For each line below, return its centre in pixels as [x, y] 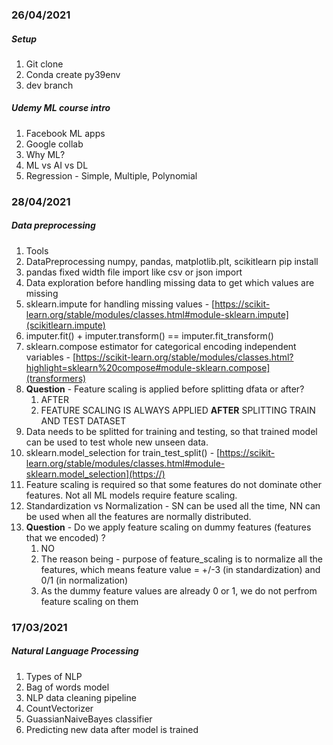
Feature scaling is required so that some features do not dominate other [173, 484]
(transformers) [56, 378]
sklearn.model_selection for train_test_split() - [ [123, 452]
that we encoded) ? [65, 537]
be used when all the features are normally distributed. [138, 516]
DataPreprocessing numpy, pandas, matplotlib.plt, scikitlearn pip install [172, 261]
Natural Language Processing [75, 651]
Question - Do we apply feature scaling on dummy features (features [168, 527]
